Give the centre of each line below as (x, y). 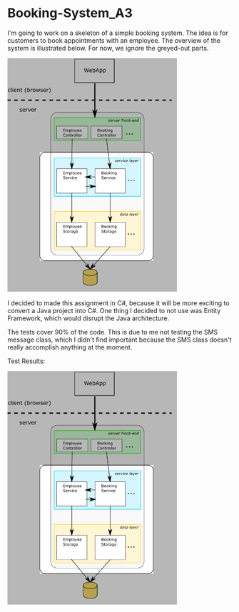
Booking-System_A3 (70, 13)
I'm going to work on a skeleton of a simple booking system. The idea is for (118, 33)
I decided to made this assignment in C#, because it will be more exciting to (118, 303)
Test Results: (26, 361)
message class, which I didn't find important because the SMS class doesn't (119, 340)
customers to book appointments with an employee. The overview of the (114, 40)
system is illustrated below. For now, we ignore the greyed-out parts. (108, 48)
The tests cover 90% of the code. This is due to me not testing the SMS (113, 332)
